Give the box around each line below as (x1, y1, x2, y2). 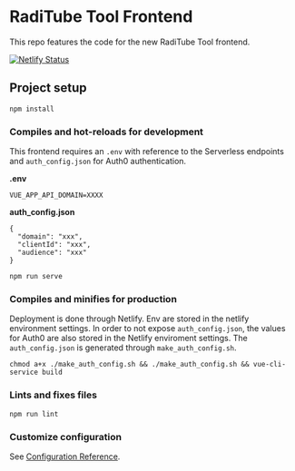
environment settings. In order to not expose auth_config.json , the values (9, 323, 286, 334)
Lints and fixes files (9, 388, 98, 401)
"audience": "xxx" (17, 248, 88, 258)
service (9, 368, 39, 378)
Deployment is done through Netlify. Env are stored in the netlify (9, 313, 250, 324)
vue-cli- (252, 360, 286, 369)
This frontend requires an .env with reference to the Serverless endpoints (9, 146, 284, 157)
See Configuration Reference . (9, 451, 121, 462)
